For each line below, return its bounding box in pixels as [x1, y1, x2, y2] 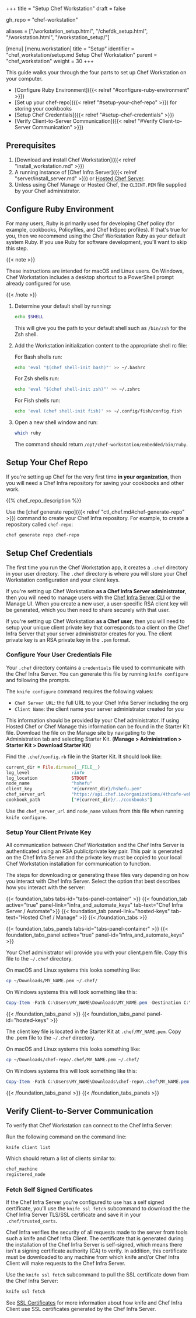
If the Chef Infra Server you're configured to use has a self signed [6, 1199, 164, 1206]
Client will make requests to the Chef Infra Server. [6, 1260, 126, 1267]
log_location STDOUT [6, 775, 87, 781]
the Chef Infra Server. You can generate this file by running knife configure [6, 670, 188, 677]
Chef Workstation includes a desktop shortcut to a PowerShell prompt [6, 273, 174, 280]
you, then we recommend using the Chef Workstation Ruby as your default [6, 232, 185, 239]
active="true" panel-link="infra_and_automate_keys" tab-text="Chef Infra [6, 901, 183, 909]
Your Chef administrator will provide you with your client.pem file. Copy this [6, 949, 188, 956]
